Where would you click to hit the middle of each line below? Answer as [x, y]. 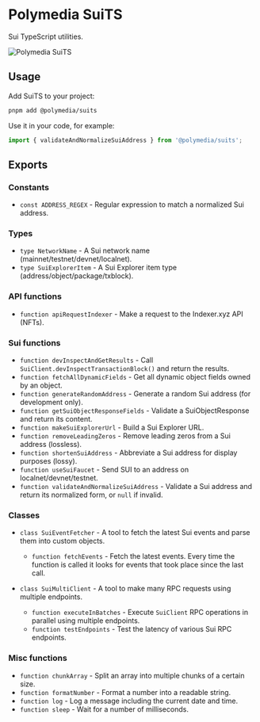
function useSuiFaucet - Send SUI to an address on [104, 470]
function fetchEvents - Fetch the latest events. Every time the [133, 556]
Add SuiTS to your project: [52, 96]
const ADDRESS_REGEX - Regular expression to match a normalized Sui [132, 204]
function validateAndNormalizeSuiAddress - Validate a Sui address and [136, 487]
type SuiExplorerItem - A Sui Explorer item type [98, 268]
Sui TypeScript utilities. [46, 36]
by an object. [41, 385]
